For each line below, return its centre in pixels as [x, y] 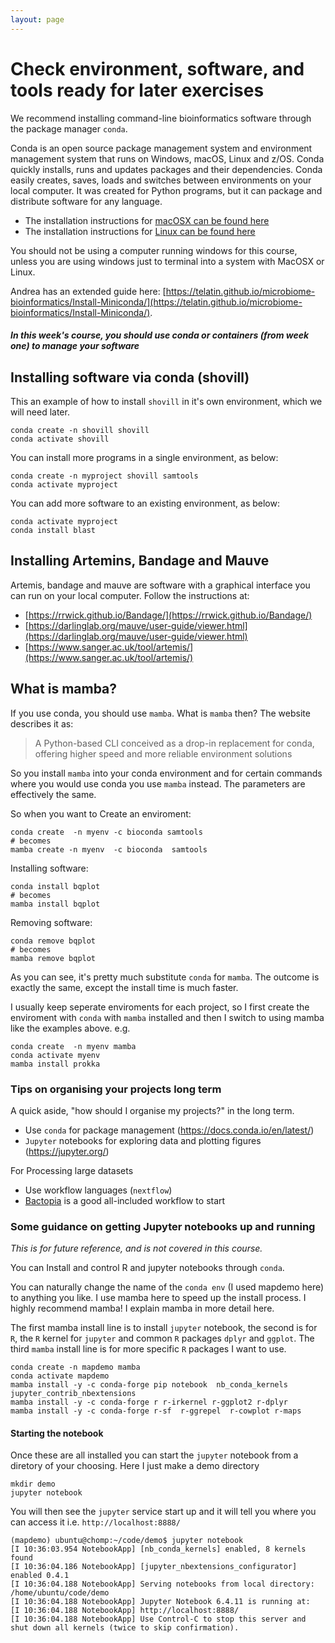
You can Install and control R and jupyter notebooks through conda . [147, 1268]
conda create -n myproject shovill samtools [104, 476]
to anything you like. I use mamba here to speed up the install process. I [158, 1298]
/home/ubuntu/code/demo [60, 1593]
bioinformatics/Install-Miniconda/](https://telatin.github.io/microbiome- [156, 302]
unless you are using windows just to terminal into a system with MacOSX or [167, 261]
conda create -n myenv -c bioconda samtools [106, 832]
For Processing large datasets [72, 1170]
